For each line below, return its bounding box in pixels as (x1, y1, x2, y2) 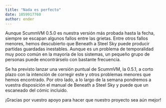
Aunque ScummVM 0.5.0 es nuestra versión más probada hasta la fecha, (5, 30, 155, 36)
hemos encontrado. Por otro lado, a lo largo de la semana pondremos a (5, 77, 152, 83)
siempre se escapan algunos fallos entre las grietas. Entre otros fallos (5, 35, 148, 41)
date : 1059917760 (5, 12, 41, 17)
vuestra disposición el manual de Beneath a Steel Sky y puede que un (5, 82, 149, 88)
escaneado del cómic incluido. (5, 88, 68, 94)
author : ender (5, 16, 35, 21)
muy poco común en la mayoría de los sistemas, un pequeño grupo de (5, 51, 150, 57)
